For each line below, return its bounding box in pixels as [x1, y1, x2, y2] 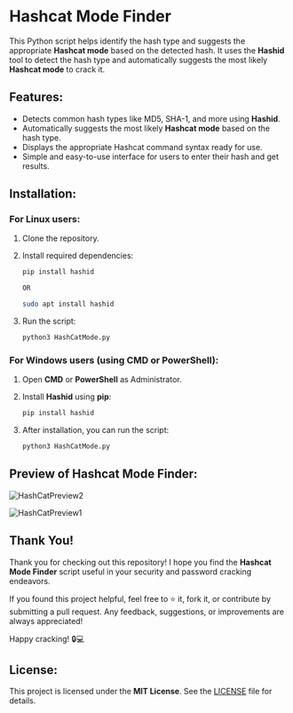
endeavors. [9, 575, 51, 586]
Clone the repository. [21, 233, 99, 244]
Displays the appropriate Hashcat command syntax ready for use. [21, 141, 264, 152]
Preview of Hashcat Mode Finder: [9, 467, 198, 482]
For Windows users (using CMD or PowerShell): [9, 354, 219, 366]
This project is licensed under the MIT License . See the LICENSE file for [9, 686, 273, 697]
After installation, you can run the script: [21, 425, 170, 436]
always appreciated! [9, 615, 83, 626]
